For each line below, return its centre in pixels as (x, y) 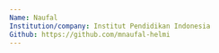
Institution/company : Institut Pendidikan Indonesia (110, 26)
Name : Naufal (34, 18)
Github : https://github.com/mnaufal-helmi (90, 34)
